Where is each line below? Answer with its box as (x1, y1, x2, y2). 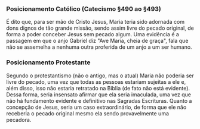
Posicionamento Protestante (6, 58, 91, 67)
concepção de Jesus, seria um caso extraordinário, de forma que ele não (6, 103, 187, 111)
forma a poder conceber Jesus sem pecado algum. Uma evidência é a (6, 31, 179, 38)
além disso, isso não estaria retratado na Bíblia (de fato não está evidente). (6, 84, 190, 92)
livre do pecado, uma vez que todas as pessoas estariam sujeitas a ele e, (6, 78, 186, 85)
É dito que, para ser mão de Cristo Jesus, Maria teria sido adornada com (6, 18, 185, 26)
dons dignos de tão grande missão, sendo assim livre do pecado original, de (6, 24, 194, 32)
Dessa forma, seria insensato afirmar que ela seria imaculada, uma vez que (6, 91, 191, 98)
